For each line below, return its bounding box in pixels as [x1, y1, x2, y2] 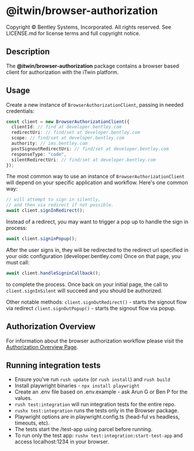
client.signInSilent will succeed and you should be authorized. [6, 287, 163, 294]
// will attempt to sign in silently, [6, 196, 101, 203]
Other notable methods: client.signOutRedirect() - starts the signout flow [6, 298, 188, 306]
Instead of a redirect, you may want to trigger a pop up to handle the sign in [6, 218, 189, 225]
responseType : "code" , [11, 151, 67, 157]
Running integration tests [6, 361, 101, 371]
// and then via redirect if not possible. [6, 202, 114, 208]
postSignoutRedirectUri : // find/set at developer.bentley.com [11, 145, 169, 152]
